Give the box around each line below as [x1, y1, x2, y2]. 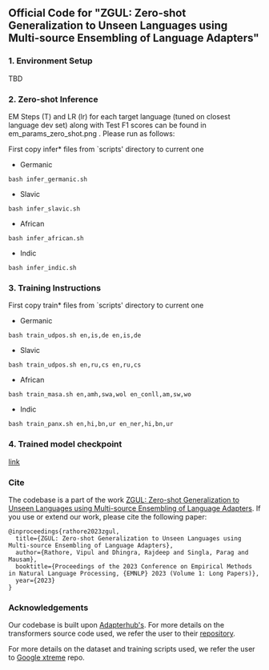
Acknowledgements [8, 602, 89, 613]
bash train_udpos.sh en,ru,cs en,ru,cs [8, 361, 142, 369]
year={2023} [15, 576, 56, 584]
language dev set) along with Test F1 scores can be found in [8, 120, 207, 130]
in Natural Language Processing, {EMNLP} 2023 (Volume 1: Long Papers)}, [8, 569, 260, 577]
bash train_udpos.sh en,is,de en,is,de [8, 331, 142, 339]
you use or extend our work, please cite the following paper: [8, 512, 207, 521]
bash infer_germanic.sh [8, 175, 88, 183]
